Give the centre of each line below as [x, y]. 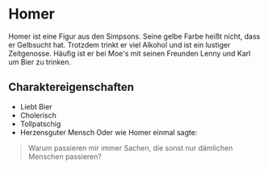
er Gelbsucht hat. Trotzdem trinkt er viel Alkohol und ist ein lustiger [119, 44]
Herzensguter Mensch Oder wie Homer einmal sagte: [109, 132]
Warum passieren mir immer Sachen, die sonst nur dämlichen [130, 148]
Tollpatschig [40, 124]
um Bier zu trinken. [40, 62]
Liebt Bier [36, 106]
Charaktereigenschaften [71, 87]
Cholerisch [38, 115]
